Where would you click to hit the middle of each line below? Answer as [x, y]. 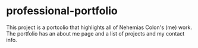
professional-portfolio [62, 11]
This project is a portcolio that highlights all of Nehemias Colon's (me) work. [99, 27]
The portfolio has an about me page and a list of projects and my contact [95, 33]
